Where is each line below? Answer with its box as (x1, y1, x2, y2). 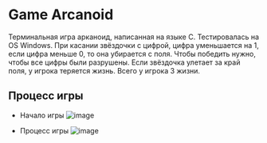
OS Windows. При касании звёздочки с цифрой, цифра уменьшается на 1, (8, 40, 259, 50)
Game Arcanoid (8, 6, 114, 24)
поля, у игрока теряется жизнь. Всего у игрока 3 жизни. (8, 66, 201, 75)
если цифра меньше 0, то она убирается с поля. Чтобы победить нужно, (8, 49, 257, 58)
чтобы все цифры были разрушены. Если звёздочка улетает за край (8, 58, 241, 67)
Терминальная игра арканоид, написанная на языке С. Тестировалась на (8, 32, 260, 42)
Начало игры (19, 110, 65, 120)
